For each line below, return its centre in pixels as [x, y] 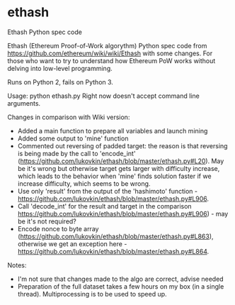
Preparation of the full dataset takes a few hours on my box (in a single [121, 286]
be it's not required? [47, 221]
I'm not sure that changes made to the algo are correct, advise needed [121, 279]
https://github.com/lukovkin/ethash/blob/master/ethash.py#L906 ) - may [123, 213]
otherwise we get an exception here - [72, 244]
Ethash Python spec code [45, 32]
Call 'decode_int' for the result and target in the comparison [105, 206]
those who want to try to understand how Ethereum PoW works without [111, 60]
